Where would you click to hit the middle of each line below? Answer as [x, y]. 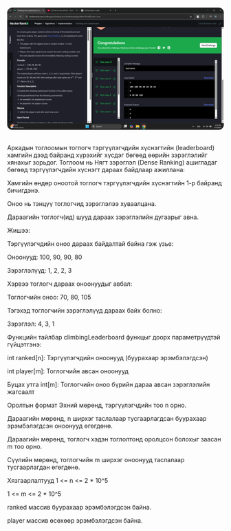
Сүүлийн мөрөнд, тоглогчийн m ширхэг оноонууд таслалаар [96, 459]
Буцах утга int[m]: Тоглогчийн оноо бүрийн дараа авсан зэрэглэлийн [109, 384]
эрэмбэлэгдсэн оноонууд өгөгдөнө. [60, 426]
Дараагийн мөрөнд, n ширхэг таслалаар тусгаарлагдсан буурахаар [107, 418]
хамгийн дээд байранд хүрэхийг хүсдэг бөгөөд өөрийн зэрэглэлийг [107, 155]
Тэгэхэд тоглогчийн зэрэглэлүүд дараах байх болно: [85, 310]
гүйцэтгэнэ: [24, 344]
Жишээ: [19, 230]
